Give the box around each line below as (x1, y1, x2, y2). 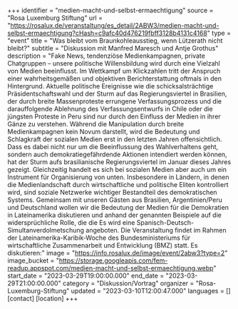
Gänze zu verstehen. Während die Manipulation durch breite (7, 120, 184, 128)
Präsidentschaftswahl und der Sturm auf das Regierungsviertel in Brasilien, (7, 89, 227, 98)
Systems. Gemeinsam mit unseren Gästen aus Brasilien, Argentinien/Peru (7, 196, 222, 204)
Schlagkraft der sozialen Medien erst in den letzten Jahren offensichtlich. (7, 135, 222, 143)
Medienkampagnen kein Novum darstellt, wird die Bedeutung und (7, 128, 200, 136)
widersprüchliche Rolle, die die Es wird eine (7, 218, 135, 227)
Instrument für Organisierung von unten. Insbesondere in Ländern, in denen (7, 173, 229, 181)
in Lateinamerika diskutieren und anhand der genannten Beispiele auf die (7, 211, 222, 219)
